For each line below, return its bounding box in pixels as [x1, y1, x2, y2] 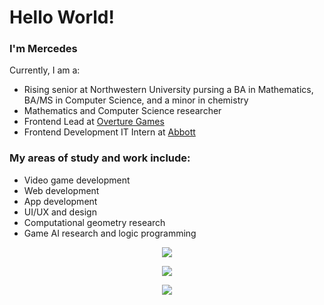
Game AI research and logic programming [23, 227, 197, 239]
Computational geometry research [23, 216, 166, 228]
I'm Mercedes [9, 42, 78, 56]
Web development [23, 184, 100, 196]
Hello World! [9, 6, 115, 29]
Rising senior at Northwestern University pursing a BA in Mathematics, [23, 84, 314, 96]
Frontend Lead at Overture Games [23, 116, 165, 128]
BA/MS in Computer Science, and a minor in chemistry [23, 94, 249, 106]
